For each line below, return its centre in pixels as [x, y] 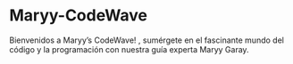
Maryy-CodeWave [78, 16]
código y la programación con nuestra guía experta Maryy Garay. [129, 49]
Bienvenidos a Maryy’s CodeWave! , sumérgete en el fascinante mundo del [146, 40]
